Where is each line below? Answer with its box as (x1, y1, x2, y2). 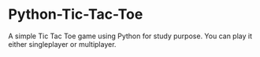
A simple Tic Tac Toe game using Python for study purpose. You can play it (8, 31, 252, 41)
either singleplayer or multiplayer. (8, 39, 117, 48)
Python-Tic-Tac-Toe (8, 5, 143, 23)
